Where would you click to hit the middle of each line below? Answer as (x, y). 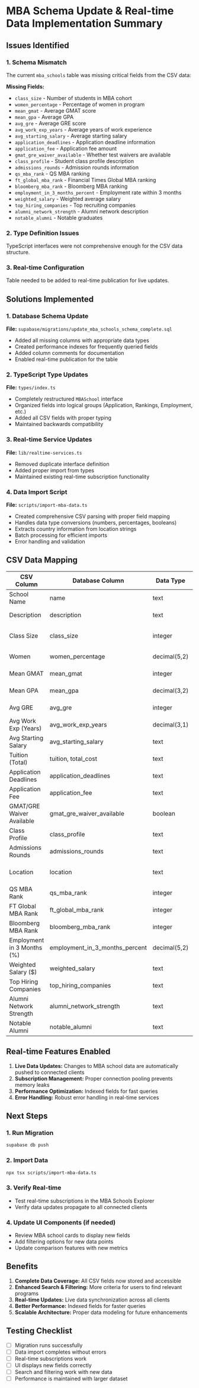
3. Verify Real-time (34, 1188)
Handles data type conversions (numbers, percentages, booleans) (96, 523)
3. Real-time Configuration (45, 268)
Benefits (22, 1267)
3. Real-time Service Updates (49, 440)
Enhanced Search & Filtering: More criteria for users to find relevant (98, 1287)
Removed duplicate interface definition (62, 464)
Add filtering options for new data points (64, 1242)
